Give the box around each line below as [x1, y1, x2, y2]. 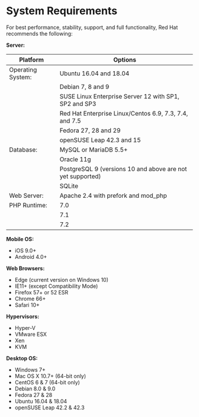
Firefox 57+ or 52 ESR [14, 288, 69, 296]
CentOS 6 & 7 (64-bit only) [14, 378, 80, 386]
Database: [9, 145, 37, 153]
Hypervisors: [6, 313, 40, 320]
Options [113, 55, 136, 63]
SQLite [59, 182, 79, 190]
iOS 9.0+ [14, 247, 37, 254]
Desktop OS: [6, 354, 38, 362]
